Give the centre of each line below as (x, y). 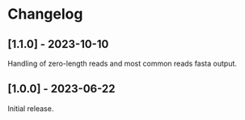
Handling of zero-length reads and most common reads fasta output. (122, 63)
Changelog (45, 14)
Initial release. (31, 108)
